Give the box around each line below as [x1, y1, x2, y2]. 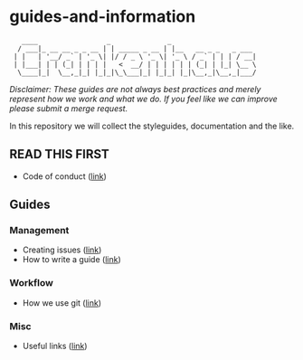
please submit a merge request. [9, 102, 128, 114]
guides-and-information [9, 6, 196, 27]
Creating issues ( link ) [22, 244, 102, 255]
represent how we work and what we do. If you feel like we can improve [9, 93, 278, 104]
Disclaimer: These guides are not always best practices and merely [9, 83, 261, 94]
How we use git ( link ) [22, 297, 102, 308]
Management [9, 224, 70, 237]
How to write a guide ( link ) [22, 254, 122, 265]
